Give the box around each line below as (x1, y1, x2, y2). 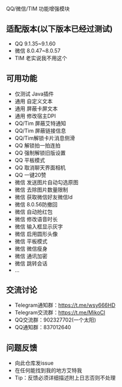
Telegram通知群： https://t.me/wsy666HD (14, 301, 116, 309)
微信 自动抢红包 (14, 208, 53, 215)
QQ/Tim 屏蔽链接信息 (14, 127, 67, 134)
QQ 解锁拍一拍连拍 (14, 142, 61, 149)
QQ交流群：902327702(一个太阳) (14, 316, 96, 323)
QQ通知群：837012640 (14, 324, 71, 331)
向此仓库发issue (14, 359, 54, 367)
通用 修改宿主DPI (14, 112, 56, 119)
